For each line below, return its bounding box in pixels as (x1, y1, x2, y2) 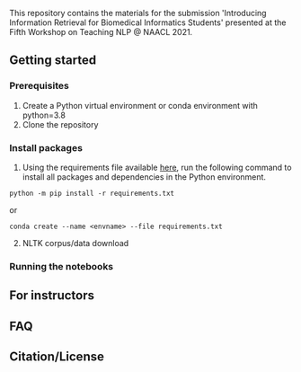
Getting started (9, 53, 97, 68)
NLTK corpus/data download (22, 237, 129, 248)
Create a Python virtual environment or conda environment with (22, 100, 258, 111)
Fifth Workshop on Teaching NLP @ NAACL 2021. (9, 27, 193, 37)
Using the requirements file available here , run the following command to (22, 162, 292, 173)
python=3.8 (22, 110, 66, 120)
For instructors (9, 288, 94, 304)
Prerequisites (9, 80, 69, 93)
